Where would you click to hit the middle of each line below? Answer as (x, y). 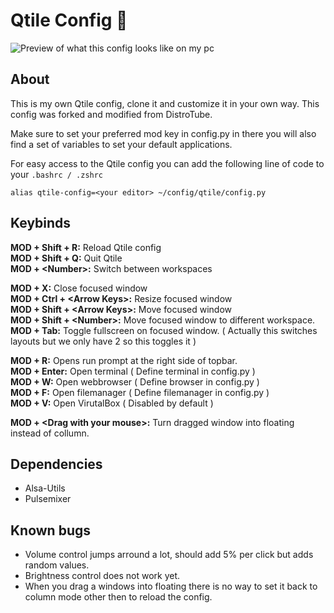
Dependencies (56, 464)
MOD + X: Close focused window (79, 288)
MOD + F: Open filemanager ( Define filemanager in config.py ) (140, 392)
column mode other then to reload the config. (118, 597)
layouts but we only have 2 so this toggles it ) (103, 341)
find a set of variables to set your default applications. (121, 144)
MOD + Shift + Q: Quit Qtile (66, 258)
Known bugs (51, 530)
